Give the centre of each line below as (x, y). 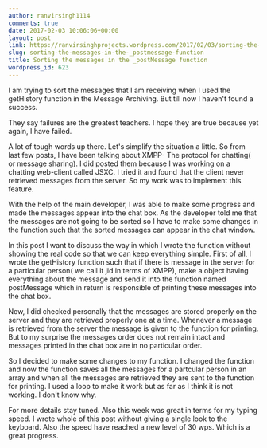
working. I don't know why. (52, 395)
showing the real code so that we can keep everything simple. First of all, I (130, 253)
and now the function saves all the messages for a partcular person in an (128, 369)
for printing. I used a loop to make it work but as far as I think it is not (120, 386)
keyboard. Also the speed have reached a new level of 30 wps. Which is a (129, 426)
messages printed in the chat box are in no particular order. (105, 345)
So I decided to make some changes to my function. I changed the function (132, 360)
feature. (21, 189)
